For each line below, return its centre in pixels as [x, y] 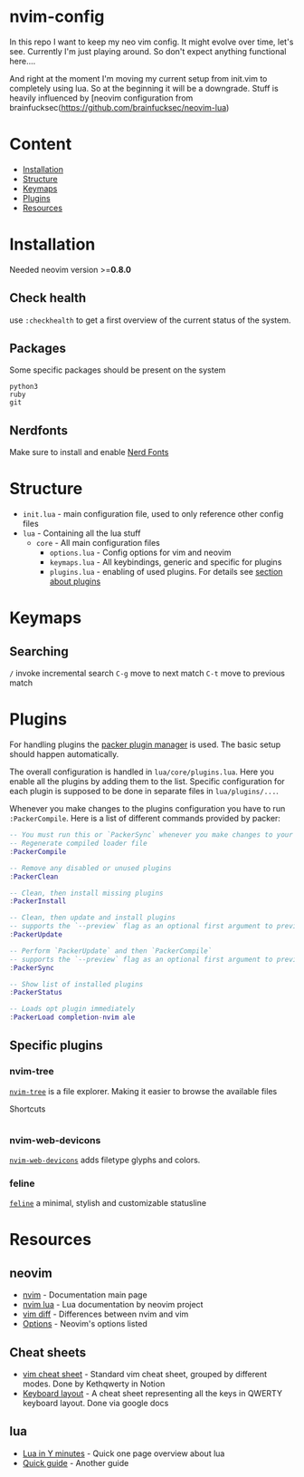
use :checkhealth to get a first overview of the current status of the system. [150, 320]
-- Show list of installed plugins [76, 984]
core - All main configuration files [98, 543]
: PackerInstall [38, 901]
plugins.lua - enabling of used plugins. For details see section [166, 572]
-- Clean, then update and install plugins [93, 918]
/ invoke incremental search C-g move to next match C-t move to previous [147, 674]
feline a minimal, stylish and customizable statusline [108, 1203]
